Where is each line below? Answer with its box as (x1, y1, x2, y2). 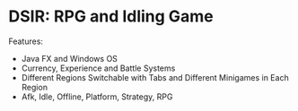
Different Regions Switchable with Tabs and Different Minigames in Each (21, 72, 289, 82)
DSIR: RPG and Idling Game (8, 6, 214, 27)
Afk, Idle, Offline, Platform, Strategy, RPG (21, 91, 173, 102)
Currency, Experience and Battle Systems (21, 63, 176, 73)
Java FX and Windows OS (21, 53, 118, 64)
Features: (8, 36, 44, 47)
